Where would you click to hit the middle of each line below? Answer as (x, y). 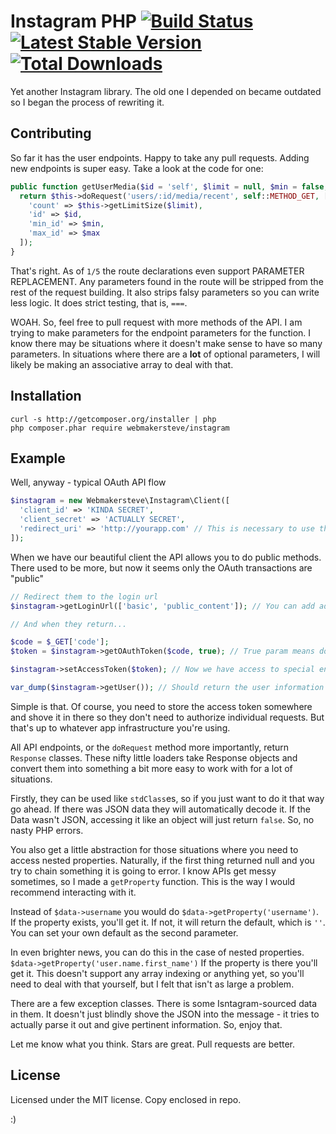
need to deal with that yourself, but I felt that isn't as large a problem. (152, 984)
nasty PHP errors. (47, 830)
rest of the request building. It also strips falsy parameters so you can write (165, 292)
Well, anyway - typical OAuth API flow (88, 482)
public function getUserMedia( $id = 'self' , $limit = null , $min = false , (169, 186)
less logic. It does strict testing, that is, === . (99, 302)
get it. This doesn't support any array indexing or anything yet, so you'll (157, 973)
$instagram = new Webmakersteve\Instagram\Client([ (120, 501)
